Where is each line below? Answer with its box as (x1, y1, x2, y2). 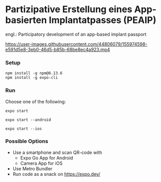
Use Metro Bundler (12, 165, 52, 171)
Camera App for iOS (20, 160, 63, 166)
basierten (5, 14, 47, 26)
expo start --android (5, 117, 51, 123)
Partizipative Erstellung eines (5, 4, 132, 15)
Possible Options (5, 138, 48, 145)
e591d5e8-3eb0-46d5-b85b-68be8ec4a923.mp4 (5, 46, 111, 52)
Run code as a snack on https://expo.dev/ (12, 171, 100, 177)
